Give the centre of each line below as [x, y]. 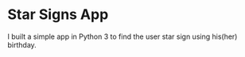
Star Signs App [58, 15]
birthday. [22, 44]
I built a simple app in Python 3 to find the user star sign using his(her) [122, 36]
